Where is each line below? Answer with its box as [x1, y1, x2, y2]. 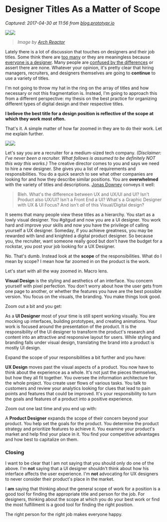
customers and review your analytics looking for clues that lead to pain [5, 385, 151, 391]
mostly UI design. [5, 344, 41, 350]
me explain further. [5, 131, 44, 137]
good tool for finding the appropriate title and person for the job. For [5, 491, 145, 497]
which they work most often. [5, 116, 66, 122]
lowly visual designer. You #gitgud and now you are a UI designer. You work [5, 217, 161, 223]
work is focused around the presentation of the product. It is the [5, 323, 137, 329]
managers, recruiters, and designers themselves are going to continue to [5, 70, 156, 76]
